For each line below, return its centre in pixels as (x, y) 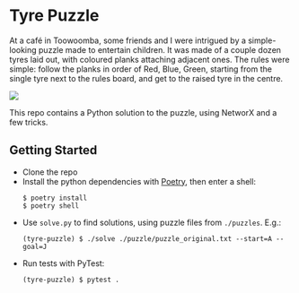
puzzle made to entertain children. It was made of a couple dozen (160, 49)
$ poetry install (55, 198)
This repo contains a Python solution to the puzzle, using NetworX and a (143, 112)
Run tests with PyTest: (63, 263)
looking (23, 49)
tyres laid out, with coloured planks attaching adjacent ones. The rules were (149, 59)
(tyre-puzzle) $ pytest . (70, 280)
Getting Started (53, 150)
